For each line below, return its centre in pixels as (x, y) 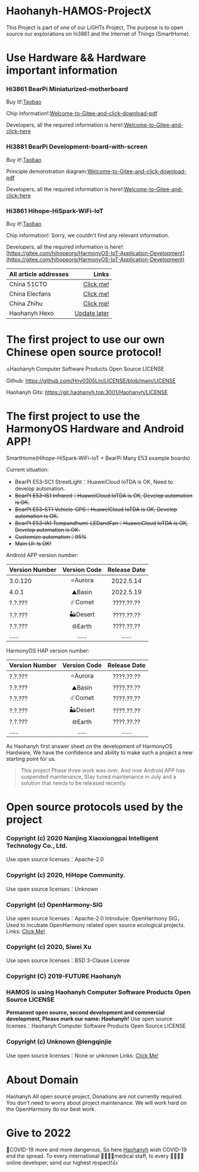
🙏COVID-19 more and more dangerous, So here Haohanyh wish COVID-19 (97, 1149)
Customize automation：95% (51, 537)
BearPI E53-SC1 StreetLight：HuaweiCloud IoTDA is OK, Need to (94, 482)
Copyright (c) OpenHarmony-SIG (54, 904)
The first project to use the (73, 416)
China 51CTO (28, 284)
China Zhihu (26, 303)
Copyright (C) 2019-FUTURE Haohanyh (64, 976)
